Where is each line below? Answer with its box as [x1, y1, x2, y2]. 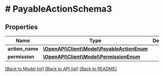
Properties [5, 23, 38, 31]
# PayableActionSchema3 [5, 3, 112, 15]
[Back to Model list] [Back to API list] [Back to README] [5, 66, 117, 72]
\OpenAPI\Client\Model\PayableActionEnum [43, 45, 148, 52]
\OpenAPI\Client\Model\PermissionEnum [43, 54, 141, 60]
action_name [7, 45, 39, 52]
